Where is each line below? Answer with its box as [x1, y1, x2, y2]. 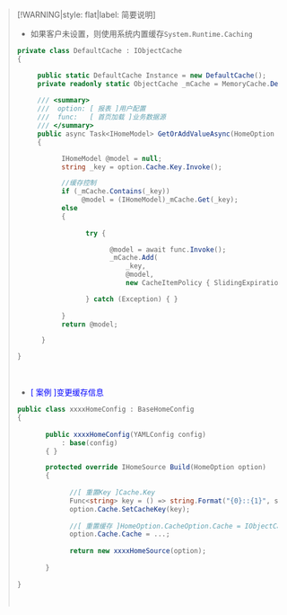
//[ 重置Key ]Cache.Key [69, 488, 156, 497]
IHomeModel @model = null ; [61, 154, 162, 163]
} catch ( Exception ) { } [85, 294, 178, 304]
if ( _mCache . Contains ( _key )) [61, 187, 170, 196]
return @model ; [61, 319, 118, 329]
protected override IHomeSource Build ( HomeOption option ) [45, 463, 266, 472]
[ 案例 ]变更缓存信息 [30, 387, 104, 398]
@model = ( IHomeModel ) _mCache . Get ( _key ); [81, 195, 239, 205]
